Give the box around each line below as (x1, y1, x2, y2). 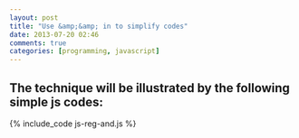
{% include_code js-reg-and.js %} (9, 118, 137, 129)
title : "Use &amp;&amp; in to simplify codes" (9, 22, 188, 31)
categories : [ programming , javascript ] (9, 47, 160, 56)
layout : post (9, 13, 59, 23)
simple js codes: (9, 94, 104, 109)
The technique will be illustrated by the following (9, 80, 290, 96)
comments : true (9, 38, 67, 48)
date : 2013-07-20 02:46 (9, 30, 100, 39)
